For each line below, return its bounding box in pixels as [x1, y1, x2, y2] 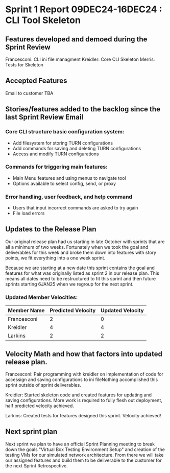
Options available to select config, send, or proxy [12, 180, 116, 186]
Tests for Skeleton [5, 62, 43, 67]
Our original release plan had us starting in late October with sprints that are [5, 239, 165, 245]
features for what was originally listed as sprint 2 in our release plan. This [5, 270, 159, 276]
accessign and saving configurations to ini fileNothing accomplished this [5, 376, 158, 383]
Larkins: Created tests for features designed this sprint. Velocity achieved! [5, 413, 161, 419]
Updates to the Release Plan [5, 225, 96, 233]
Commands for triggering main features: [5, 163, 108, 171]
